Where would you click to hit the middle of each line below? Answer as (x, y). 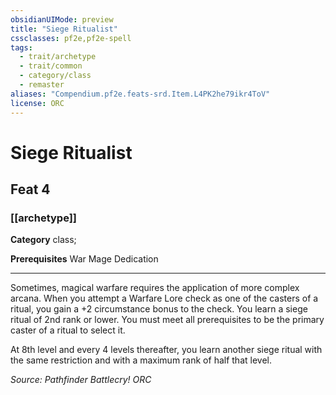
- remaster (42, 85)
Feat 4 (30, 189)
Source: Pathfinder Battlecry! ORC (81, 380)
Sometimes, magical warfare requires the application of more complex (155, 288)
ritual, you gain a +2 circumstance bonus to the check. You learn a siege (159, 309)
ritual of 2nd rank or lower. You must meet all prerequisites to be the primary (167, 320)
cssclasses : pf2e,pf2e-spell (71, 38)
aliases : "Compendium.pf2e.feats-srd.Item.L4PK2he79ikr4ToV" (140, 94)
